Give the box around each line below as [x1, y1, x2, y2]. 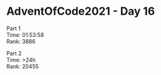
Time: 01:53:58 [6, 31, 44, 38]
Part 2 [6, 49, 22, 57]
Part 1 [6, 25, 21, 32]
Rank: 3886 [6, 37, 36, 45]
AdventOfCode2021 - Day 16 [6, 4, 155, 18]
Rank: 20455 [6, 63, 39, 70]
